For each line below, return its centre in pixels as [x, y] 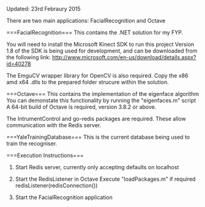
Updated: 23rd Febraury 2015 [43, 9]
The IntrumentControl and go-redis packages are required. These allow [96, 119]
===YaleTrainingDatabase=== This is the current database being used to [98, 137]
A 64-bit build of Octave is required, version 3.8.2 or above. [81, 107]
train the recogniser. [32, 143]
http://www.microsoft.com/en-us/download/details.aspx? [124, 57]
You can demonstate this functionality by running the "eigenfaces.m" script [101, 100]
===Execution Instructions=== [45, 155]
